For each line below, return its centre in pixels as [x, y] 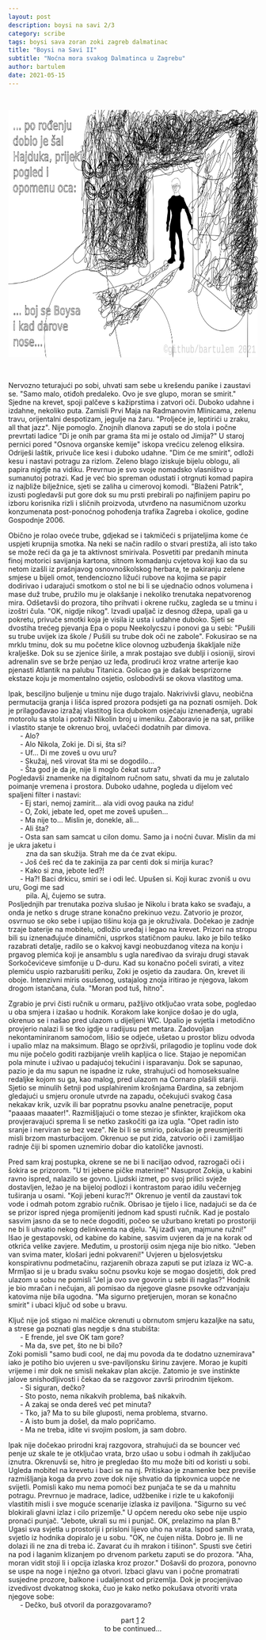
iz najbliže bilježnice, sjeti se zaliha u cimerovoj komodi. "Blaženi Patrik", [126, 486]
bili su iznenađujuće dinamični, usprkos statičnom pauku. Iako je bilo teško [130, 938]
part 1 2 [133, 1620]
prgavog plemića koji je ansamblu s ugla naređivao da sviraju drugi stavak [129, 954]
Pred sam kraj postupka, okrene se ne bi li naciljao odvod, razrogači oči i [126, 1162]
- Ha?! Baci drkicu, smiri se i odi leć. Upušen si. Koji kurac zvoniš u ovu [135, 878]
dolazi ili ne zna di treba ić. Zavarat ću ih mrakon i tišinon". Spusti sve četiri [130, 1546]
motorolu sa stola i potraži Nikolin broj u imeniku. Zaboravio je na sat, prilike [131, 719]
